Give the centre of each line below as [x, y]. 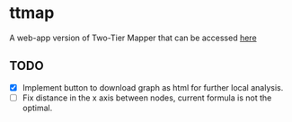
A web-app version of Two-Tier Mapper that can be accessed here [133, 38]
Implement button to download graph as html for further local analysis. [153, 87]
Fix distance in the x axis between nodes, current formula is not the [147, 98]
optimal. [37, 108]
